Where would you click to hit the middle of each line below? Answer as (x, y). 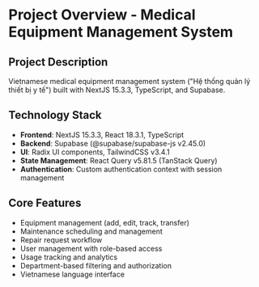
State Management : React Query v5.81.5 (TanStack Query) (119, 160)
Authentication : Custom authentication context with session (121, 169)
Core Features (45, 203)
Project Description (58, 62)
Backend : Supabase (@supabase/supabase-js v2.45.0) (113, 143)
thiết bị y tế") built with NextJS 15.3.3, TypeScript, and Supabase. (117, 90)
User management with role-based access (91, 248)
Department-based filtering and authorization (96, 265)
